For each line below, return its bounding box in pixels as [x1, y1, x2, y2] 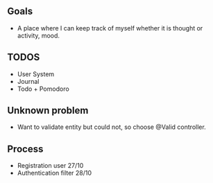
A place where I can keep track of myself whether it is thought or [17, 24, 203, 32]
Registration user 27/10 [17, 162, 84, 170]
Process [7, 143, 44, 155]
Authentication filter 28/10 [17, 169, 92, 177]
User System [17, 69, 55, 78]
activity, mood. [17, 31, 60, 40]
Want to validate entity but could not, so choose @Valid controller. [17, 123, 206, 131]
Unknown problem [7, 105, 89, 116]
